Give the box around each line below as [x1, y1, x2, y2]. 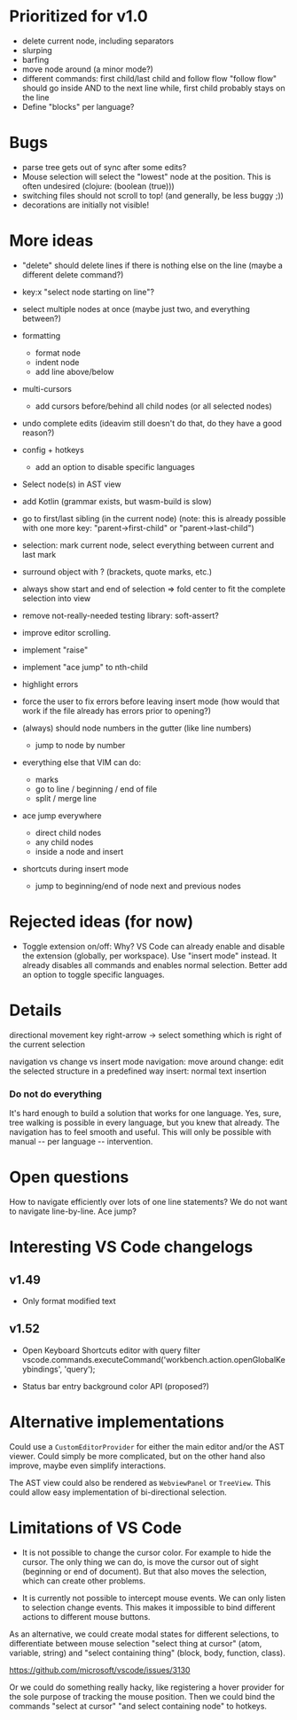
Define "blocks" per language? [21, 101, 135, 112]
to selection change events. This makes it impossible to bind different [21, 1602, 276, 1613]
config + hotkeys [21, 444, 84, 455]
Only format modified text [21, 1295, 116, 1306]
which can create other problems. [21, 1575, 146, 1586]
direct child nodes [35, 827, 102, 838]
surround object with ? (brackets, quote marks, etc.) [21, 566, 213, 577]
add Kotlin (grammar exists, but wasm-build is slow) [21, 496, 213, 506]
